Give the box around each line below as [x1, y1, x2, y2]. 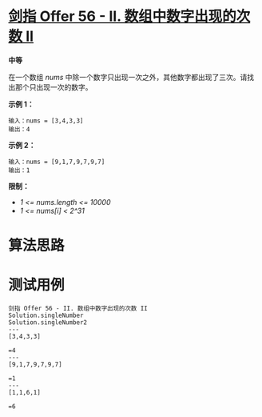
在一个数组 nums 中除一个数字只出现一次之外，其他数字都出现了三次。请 [8, 72, 248, 82]
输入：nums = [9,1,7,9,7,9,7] [8, 158, 105, 166]
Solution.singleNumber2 [8, 319, 88, 327]
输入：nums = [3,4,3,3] [8, 117, 84, 125]
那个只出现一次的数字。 [14, 82, 93, 92]
